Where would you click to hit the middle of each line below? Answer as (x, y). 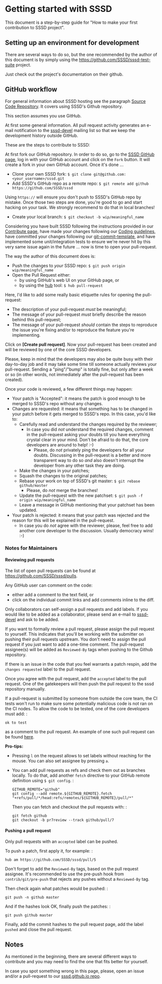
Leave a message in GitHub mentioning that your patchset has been (87, 505)
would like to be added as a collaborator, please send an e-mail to (71, 614)
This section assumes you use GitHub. (43, 115)
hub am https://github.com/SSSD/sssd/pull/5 (51, 860)
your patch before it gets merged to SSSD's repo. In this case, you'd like (84, 414)
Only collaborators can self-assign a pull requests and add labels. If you (77, 609)
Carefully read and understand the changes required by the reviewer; (88, 424)
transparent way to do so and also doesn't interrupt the (89, 460)
